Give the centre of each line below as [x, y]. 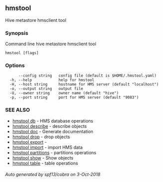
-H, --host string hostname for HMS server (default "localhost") [84, 85]
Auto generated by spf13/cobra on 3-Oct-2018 [53, 175]
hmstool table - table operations [45, 163]
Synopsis [17, 33]
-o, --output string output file [46, 89]
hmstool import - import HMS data [47, 147]
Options [15, 66]
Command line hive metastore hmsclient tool [51, 44]
